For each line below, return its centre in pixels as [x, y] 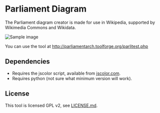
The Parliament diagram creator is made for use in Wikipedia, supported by [80, 22]
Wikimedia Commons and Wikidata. [40, 27]
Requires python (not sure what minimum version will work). [72, 78]
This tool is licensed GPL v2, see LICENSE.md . [51, 105]
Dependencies [27, 62]
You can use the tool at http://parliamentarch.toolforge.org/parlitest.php [77, 46]
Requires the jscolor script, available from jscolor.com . [66, 73]
